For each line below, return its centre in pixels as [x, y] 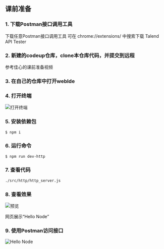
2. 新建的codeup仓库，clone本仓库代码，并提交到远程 [70, 55]
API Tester [16, 42]
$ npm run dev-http [25, 156]
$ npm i [13, 132]
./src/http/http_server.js [33, 181]
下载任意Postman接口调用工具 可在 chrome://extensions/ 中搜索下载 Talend [82, 36]
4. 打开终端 [18, 96]
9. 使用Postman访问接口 [34, 231]
